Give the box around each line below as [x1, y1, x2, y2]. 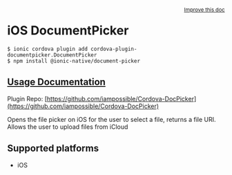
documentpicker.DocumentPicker [7, 51, 97, 59]
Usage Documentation [7, 76, 106, 88]
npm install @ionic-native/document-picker [13, 57, 140, 64]
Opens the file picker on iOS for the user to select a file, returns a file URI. [7, 115, 216, 123]
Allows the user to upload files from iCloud [7, 123, 128, 131]
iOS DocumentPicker [7, 23, 129, 39]
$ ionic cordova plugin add [7, 45, 88, 52]
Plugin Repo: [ [7, 94, 47, 103]
